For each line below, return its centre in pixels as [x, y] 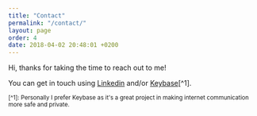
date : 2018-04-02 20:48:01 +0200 [63, 45]
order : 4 [23, 38]
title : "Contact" [37, 15]
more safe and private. [39, 105]
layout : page [30, 30]
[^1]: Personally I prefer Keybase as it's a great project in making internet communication [128, 98]
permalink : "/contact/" [48, 23]
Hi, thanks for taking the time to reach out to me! [87, 68]
